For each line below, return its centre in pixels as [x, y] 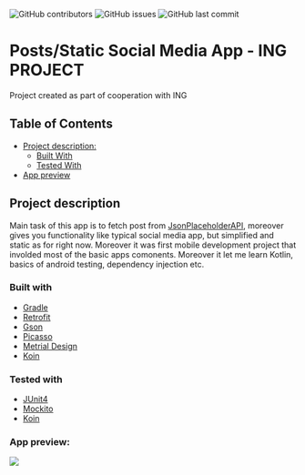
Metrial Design [50, 346]
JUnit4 [35, 399]
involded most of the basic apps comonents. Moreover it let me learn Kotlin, [152, 254]
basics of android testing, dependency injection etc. [107, 264]
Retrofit [36, 317]
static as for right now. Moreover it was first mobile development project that [153, 245]
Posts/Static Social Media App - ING [148, 51]
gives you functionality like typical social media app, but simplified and [142, 235]
